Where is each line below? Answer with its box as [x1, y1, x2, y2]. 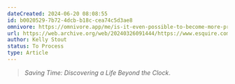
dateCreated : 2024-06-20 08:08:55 [7, 10, 108, 17]
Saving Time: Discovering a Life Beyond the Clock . [24, 68, 171, 77]
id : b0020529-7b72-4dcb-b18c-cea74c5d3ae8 [7, 17, 133, 24]
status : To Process [7, 43, 64, 50]
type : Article [7, 50, 49, 57]
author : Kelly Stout [7, 36, 68, 43]
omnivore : [7, 23, 36, 30]
